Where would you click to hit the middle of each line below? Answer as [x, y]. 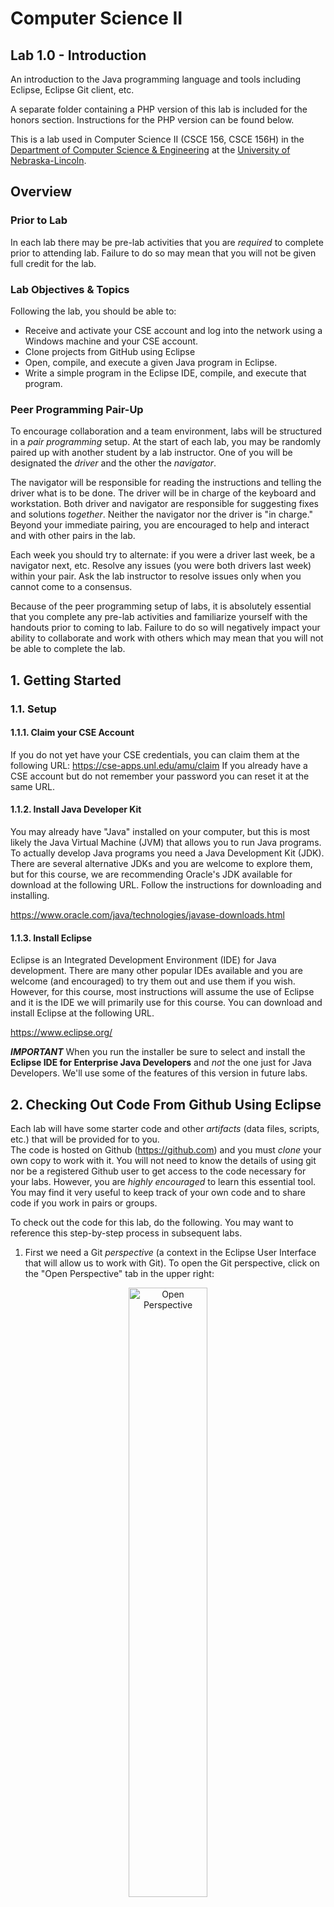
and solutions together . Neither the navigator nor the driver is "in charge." [162, 514]
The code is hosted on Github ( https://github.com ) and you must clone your [166, 1150]
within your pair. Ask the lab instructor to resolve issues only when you [156, 576]
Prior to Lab [39, 220]
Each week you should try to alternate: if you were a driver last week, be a [163, 555]
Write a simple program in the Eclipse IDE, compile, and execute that [165, 373]
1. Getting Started [66, 680]
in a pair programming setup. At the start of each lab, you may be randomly [166, 442]
